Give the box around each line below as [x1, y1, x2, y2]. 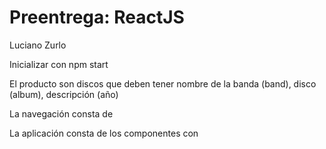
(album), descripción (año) [9, 88, 119, 100]
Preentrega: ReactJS [9, 6, 185, 29]
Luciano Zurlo [9, 39, 67, 51]
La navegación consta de [9, 107, 114, 120]
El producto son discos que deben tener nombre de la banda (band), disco [9, 77, 317, 90]
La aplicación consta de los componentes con [9, 127, 199, 139]
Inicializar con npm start [9, 58, 109, 70]
